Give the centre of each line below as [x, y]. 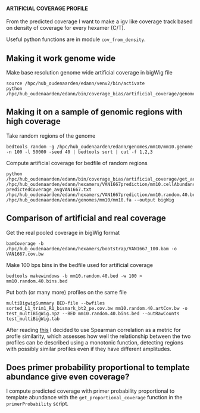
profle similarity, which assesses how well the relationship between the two [99, 336]
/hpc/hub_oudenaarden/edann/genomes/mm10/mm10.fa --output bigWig [90, 200]
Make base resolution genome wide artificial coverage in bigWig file [89, 73]
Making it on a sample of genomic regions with [94, 112]
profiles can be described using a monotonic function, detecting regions [95, 342]
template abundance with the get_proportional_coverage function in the [94, 398]
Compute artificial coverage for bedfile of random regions [77, 163]
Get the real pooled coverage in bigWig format [63, 232]
